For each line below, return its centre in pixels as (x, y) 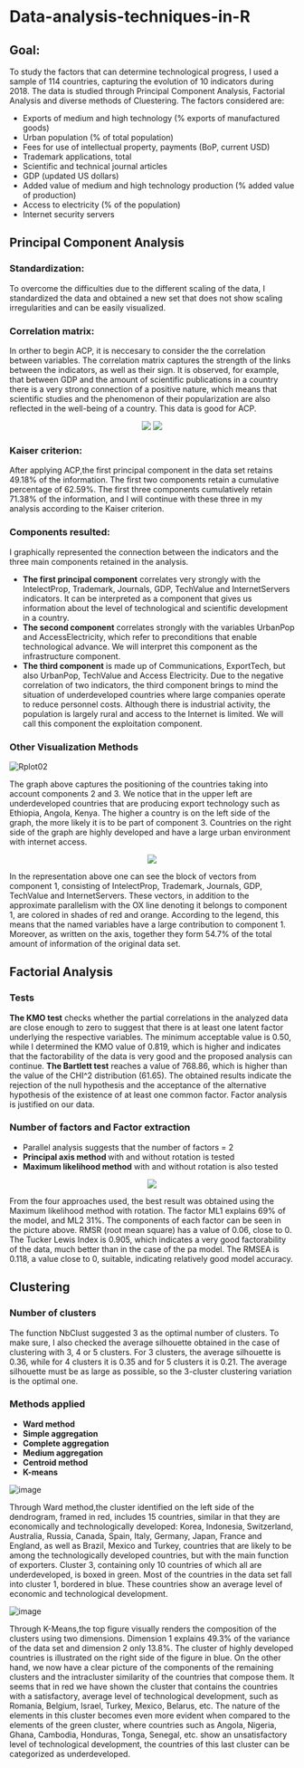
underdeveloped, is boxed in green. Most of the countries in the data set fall (151, 1574)
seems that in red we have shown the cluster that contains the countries (144, 1687)
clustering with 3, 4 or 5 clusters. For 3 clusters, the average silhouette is (145, 1352)
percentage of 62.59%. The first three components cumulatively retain (141, 490)
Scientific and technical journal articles (95, 166)
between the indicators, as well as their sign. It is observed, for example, (144, 369)
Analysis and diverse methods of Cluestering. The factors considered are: (147, 100)
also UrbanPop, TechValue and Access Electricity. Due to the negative (153, 675)
